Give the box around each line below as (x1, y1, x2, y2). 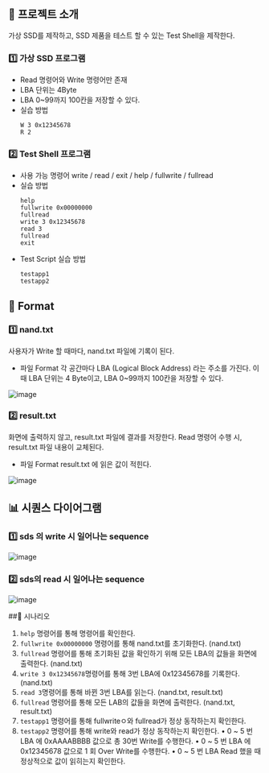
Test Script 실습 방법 (19, 254, 87, 264)
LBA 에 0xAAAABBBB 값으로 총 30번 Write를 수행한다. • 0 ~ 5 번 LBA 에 (19, 736, 251, 746)
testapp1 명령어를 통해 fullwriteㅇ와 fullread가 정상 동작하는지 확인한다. (19, 716, 247, 726)
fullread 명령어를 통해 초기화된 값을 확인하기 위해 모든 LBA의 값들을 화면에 (19, 649, 257, 659)
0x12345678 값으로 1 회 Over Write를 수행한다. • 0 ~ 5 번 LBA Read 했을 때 (19, 746, 261, 756)
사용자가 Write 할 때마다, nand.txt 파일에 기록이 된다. (8, 346, 175, 356)
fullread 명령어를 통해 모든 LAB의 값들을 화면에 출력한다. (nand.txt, (19, 697, 235, 707)
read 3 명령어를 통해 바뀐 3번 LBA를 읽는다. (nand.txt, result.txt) (19, 688, 223, 697)
